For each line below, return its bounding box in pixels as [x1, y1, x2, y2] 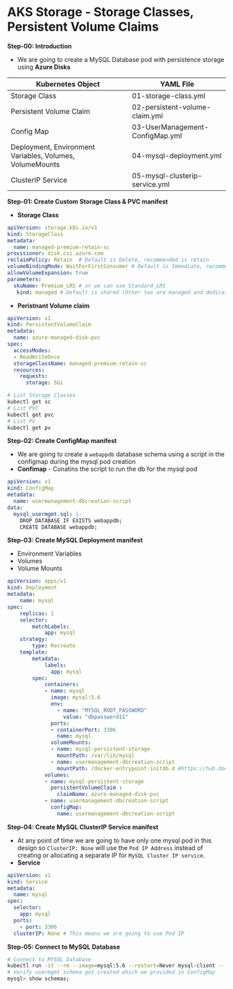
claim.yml [131, 110, 163, 120]
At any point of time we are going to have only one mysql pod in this [17, 836, 212, 845]
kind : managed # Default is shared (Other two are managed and [16, 289, 203, 296]
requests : [19, 373, 49, 380]
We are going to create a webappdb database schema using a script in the [17, 450, 225, 458]
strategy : [19, 636, 49, 643]
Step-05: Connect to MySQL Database [7, 942, 121, 951]
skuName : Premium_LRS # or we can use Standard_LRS [13, 282, 166, 289]
